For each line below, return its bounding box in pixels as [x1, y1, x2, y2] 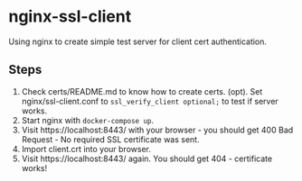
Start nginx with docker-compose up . [21, 114, 155, 125]
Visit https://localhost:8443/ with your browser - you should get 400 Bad [21, 124, 294, 135]
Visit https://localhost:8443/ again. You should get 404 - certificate [21, 153, 273, 164]
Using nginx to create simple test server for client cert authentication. [8, 36, 268, 47]
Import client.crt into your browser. [21, 143, 151, 154]
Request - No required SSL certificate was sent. [21, 133, 200, 145]
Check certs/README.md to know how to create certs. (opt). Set [21, 86, 263, 96]
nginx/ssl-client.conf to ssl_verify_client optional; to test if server [21, 95, 279, 106]
